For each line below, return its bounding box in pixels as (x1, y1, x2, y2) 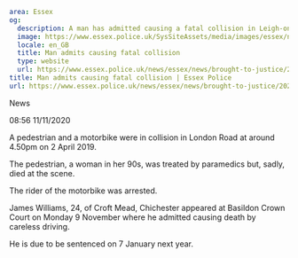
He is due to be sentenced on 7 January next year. (9, 238, 193, 249)
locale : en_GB (17, 40, 69, 50)
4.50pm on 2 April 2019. (9, 141, 98, 152)
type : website (17, 57, 69, 66)
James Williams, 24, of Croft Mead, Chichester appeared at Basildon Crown (9, 202, 286, 213)
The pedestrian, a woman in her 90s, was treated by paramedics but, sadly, (9, 159, 286, 169)
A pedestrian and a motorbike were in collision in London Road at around (9, 132, 275, 143)
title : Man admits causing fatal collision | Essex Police (9, 74, 232, 82)
